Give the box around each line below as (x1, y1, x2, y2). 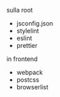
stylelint (16, 27, 39, 35)
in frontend (6, 55, 38, 63)
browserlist (16, 83, 49, 91)
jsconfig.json (16, 19, 53, 27)
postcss (16, 76, 39, 84)
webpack (16, 69, 43, 76)
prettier (16, 42, 38, 49)
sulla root (6, 6, 33, 14)
